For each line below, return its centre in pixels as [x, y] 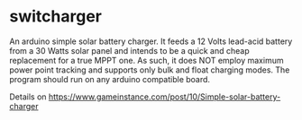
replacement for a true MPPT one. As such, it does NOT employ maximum [146, 60]
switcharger [55, 17]
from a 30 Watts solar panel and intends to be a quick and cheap [129, 50]
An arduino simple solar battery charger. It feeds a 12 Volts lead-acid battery [151, 41]
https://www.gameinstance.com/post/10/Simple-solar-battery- [165, 97]
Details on [28, 97]
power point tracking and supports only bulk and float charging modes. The [150, 70]
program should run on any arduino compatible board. [110, 79]
